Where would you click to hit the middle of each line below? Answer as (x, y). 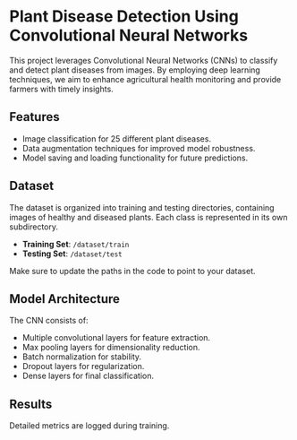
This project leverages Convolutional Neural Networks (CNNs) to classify (144, 60)
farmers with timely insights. (61, 89)
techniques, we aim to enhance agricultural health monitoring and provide (145, 79)
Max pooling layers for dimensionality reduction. (111, 348)
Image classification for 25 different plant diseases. (117, 138)
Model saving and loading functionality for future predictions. (135, 158)
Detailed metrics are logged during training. (89, 426)
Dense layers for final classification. (88, 376)
